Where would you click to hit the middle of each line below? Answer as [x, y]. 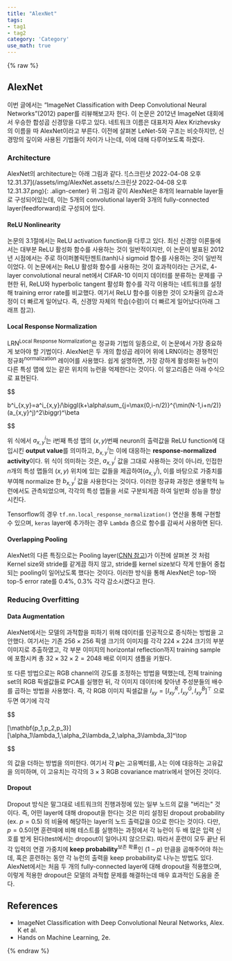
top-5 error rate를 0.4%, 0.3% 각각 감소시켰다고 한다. [81, 582]
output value [44, 450]
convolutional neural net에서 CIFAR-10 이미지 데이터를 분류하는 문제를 [119, 276]
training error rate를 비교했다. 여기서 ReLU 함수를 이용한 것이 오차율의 [110, 293]
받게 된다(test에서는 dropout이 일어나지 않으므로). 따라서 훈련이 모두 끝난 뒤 [123, 839]
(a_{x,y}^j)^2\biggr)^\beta [43, 412]
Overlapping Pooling [37, 539]
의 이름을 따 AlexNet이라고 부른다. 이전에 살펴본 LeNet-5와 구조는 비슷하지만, [112, 131]
